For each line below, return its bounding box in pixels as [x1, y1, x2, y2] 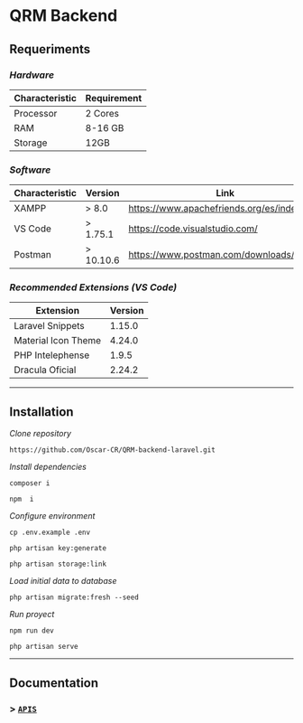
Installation [9, 404, 74, 419]
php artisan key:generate [9, 544, 106, 553]
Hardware [9, 69, 55, 81]
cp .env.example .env [9, 528, 91, 538]
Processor [14, 107, 58, 119]
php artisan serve [9, 643, 78, 652]
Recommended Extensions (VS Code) [9, 281, 178, 294]
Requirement [85, 91, 142, 104]
